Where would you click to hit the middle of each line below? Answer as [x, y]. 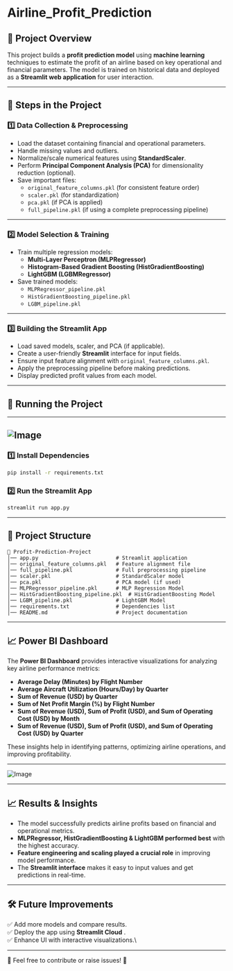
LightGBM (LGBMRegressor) [69, 274]
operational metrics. [46, 831]
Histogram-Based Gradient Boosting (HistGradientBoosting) [116, 266]
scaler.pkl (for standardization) [73, 195]
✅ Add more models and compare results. [67, 925]
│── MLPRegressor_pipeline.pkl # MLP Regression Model [96, 588]
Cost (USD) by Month [48, 719]
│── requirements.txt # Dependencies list [91, 606]
